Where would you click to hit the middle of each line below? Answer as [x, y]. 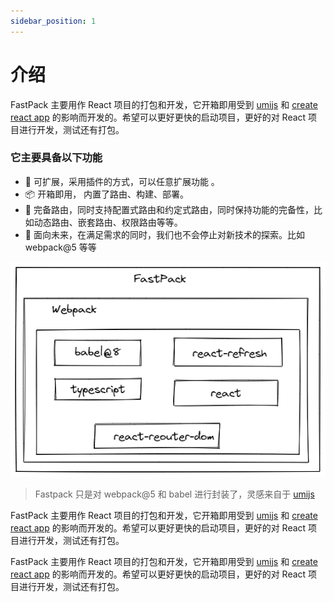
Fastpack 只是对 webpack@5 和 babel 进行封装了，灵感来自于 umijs [174, 494]
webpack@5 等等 [60, 247]
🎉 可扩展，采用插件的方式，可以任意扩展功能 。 [122, 181]
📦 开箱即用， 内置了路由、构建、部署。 [107, 194]
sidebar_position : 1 [53, 21]
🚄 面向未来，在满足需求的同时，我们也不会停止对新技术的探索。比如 [164, 234]
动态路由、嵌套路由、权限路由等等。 [108, 222]
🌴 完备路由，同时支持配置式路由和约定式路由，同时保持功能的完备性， [169, 209]
